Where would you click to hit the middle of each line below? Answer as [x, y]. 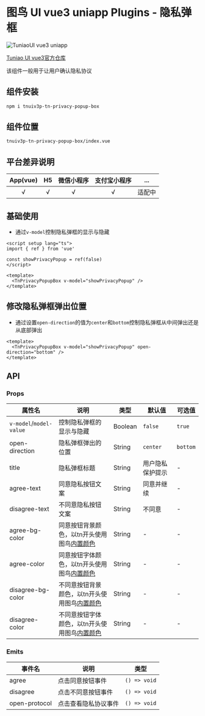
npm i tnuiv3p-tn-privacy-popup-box [53, 106]
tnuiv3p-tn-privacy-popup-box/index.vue [59, 141]
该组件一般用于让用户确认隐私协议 [49, 70]
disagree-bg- [30, 590]
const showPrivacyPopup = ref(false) [54, 259]
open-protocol [31, 703]
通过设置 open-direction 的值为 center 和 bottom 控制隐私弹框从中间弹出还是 [107, 322]
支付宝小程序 [113, 181]
